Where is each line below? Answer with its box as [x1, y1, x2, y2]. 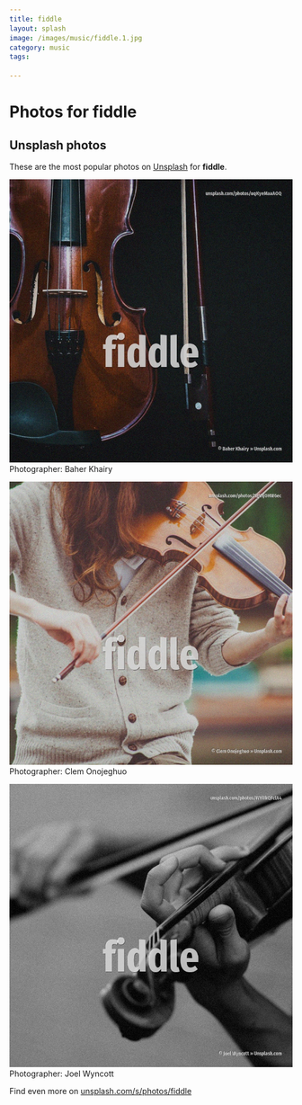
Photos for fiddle [9, 102, 138, 122]
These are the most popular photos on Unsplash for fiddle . [9, 162, 227, 172]
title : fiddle [9, 14, 63, 23]
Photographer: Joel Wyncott [9, 1068, 114, 1079]
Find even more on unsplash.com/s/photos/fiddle [9, 1086, 192, 1096]
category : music [9, 43, 70, 52]
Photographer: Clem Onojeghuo [9, 766, 128, 777]
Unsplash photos [9, 138, 107, 153]
